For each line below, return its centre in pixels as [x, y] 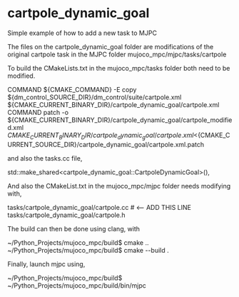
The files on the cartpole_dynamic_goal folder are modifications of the [111, 46]
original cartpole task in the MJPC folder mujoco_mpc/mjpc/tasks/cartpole [117, 54]
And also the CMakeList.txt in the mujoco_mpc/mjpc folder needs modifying [119, 186]
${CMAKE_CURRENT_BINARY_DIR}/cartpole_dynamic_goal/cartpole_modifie [120, 120]
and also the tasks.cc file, [45, 158]
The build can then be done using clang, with [74, 228]
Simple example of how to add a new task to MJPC [82, 33]
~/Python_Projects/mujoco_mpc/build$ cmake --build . [88, 250]
